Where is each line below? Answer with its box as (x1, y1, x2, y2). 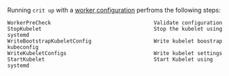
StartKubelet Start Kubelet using (7, 56, 214, 63)
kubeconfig (7, 44, 39, 51)
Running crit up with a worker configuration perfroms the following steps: (7, 6, 221, 14)
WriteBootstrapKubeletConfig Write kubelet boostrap (7, 38, 223, 45)
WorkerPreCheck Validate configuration (7, 20, 223, 26)
